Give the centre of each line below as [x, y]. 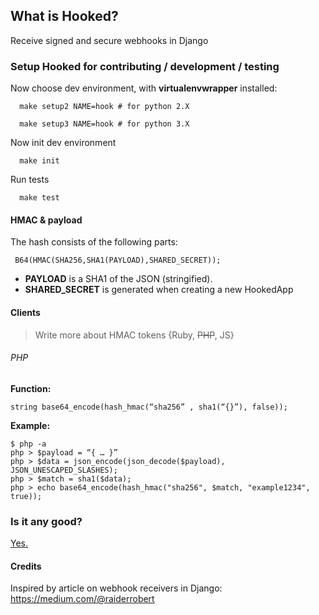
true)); [26, 496]
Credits [26, 566]
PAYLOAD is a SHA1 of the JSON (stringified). [118, 279]
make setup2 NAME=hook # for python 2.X [104, 107]
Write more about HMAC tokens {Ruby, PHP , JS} [134, 335]
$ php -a [28, 444]
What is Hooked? [64, 16]
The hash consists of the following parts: [94, 242]
